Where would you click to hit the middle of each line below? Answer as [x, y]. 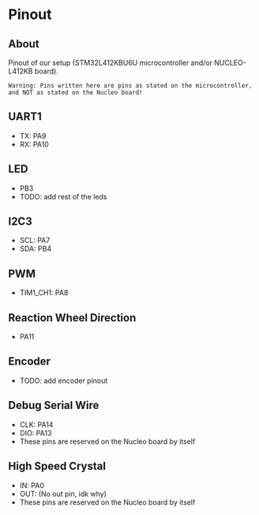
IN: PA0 [32, 485]
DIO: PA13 [36, 433]
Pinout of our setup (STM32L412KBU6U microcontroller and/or [111, 62]
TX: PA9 [33, 135]
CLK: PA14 [36, 424]
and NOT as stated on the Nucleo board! [76, 93]
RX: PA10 [34, 144]
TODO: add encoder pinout [64, 381]
